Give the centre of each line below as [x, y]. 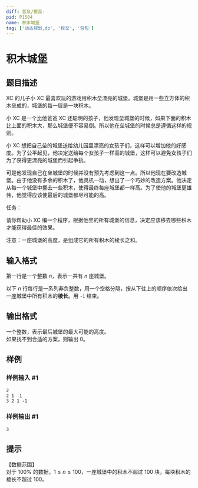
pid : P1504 [19, 17]
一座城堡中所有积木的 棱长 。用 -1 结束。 [54, 296]
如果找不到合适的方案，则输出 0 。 [47, 339]
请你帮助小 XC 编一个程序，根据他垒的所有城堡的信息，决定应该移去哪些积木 [99, 220]
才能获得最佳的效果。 [32, 228]
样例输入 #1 [22, 378]
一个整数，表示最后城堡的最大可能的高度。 [58, 331]
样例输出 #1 [22, 416]
